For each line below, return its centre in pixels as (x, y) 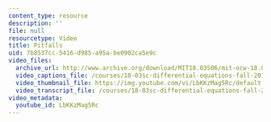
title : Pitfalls (35, 46)
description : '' (35, 23)
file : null (27, 31)
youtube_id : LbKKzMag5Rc (57, 105)
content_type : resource (48, 16)
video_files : (30, 61)
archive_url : (38, 68)
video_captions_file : (52, 75)
